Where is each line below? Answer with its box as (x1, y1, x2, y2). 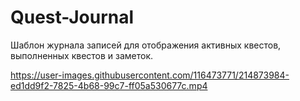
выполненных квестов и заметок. (10, 49, 154, 61)
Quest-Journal (10, 6, 135, 29)
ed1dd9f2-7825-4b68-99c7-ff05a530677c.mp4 (10, 79, 208, 91)
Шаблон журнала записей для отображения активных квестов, (10, 39, 282, 51)
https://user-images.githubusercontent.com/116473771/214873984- (10, 69, 290, 81)
